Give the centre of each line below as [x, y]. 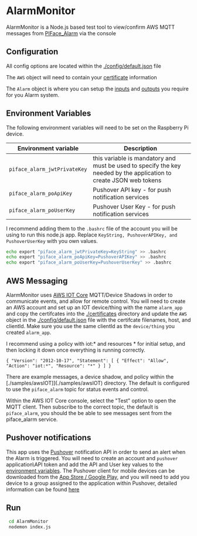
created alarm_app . [29, 332]
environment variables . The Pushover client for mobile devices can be [90, 470]
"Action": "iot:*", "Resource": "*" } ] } [59, 366]
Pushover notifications [49, 438]
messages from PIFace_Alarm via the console [61, 33]
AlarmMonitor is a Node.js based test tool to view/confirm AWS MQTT [91, 27]
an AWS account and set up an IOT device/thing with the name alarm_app [94, 307]
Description [140, 148]
